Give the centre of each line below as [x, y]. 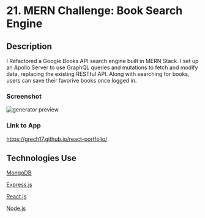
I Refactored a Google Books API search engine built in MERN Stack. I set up [102, 61]
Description [29, 46]
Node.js [16, 208]
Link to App [24, 126]
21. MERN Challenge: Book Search [95, 11]
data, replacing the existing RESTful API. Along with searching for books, [98, 74]
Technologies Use [41, 158]
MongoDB [19, 173]
